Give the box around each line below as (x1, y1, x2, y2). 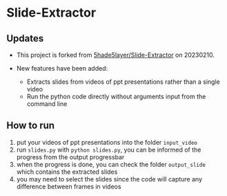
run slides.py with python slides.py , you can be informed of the (16, 145, 201, 154)
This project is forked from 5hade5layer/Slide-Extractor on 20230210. (16, 51, 215, 59)
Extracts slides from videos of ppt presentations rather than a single (26, 78, 220, 86)
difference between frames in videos (16, 182, 121, 190)
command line (26, 100, 68, 108)
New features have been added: (16, 64, 108, 72)
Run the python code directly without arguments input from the (26, 92, 206, 100)
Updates (6, 33, 44, 44)
